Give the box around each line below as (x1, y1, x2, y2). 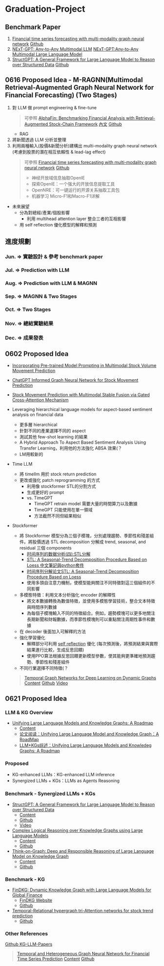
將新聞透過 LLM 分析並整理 (12, 137, 67, 143)
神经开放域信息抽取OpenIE (31, 175, 85, 181)
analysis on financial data (12, 411, 63, 418)
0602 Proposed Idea (5, 350, 69, 358)
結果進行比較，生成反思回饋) (26, 647, 84, 653)
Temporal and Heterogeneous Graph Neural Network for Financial (17, 951, 150, 957)
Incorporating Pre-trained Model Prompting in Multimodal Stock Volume (12, 363, 157, 369)
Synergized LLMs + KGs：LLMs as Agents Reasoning (12, 778, 120, 784)
